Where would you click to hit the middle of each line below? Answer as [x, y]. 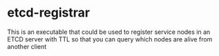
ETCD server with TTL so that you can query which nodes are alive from [110, 39]
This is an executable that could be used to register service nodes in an [109, 32]
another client [27, 46]
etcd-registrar [49, 13]
